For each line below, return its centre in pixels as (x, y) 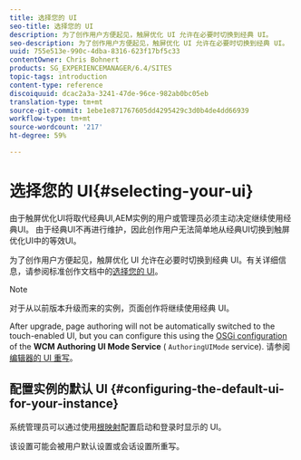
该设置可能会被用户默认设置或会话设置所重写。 (97, 446)
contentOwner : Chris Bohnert (64, 60)
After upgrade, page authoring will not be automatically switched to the (142, 326)
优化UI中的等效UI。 (45, 240)
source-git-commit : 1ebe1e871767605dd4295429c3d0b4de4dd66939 (129, 110)
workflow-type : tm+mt (50, 119)
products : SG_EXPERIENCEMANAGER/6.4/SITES (91, 69)
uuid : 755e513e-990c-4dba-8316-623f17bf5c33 (95, 52)
